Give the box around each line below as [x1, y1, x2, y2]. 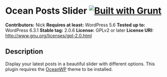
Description [5, 47, 43, 56]
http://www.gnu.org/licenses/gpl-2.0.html [5, 32, 92, 38]
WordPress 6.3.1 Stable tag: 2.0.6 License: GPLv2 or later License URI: [5, 27, 154, 33]
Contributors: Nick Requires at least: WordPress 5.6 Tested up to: [5, 22, 146, 28]
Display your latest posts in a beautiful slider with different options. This [5, 61, 155, 67]
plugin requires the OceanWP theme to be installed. [5, 66, 113, 72]
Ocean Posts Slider [5, 5, 87, 17]
